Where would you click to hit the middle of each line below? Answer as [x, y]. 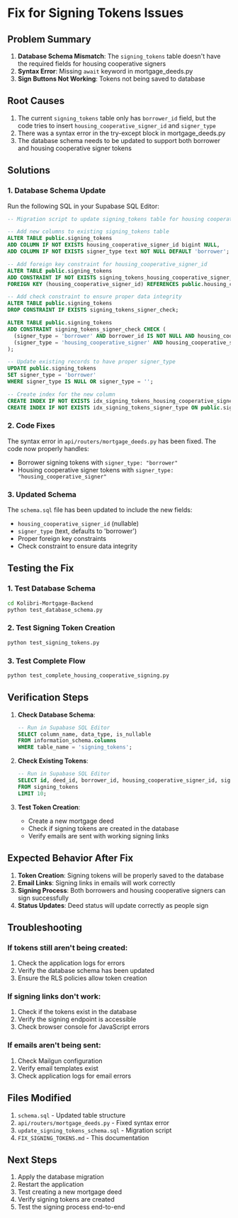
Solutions [29, 170]
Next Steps [32, 1160]
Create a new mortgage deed [71, 821]
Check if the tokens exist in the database [77, 1012]
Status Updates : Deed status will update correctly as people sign [113, 905]
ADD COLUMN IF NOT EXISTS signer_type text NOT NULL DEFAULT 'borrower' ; [119, 251]
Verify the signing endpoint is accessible [77, 1019]
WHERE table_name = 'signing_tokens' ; [75, 747]
